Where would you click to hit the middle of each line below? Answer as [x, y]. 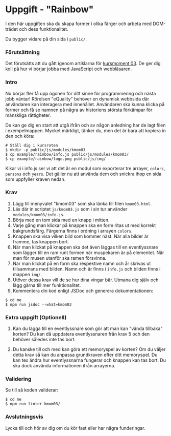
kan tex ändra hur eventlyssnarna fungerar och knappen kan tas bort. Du [89, 360]
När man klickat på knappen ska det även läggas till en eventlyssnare [85, 247]
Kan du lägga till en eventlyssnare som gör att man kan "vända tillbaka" [88, 328]
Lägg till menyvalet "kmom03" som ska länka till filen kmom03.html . [82, 203]
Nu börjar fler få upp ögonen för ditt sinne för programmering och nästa [81, 93]
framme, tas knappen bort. [41, 241]
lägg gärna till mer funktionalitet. [47, 285]
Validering [18, 379]
